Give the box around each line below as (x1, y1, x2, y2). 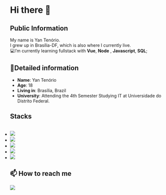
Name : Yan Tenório (17, 77, 57, 83)
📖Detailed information (10, 64, 79, 72)
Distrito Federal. (17, 98, 50, 104)
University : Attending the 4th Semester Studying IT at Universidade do (17, 93, 162, 98)
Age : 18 (17, 82, 33, 88)
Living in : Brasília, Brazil (17, 87, 66, 93)
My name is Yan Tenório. (10, 37, 61, 43)
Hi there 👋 (10, 4, 51, 16)
